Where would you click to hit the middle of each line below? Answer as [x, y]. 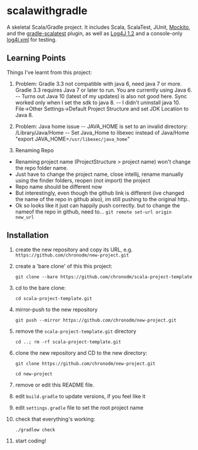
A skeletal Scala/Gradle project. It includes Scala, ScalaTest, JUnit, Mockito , [98, 27]
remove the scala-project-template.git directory [76, 331]
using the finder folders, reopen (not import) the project [82, 180]
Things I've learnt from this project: [49, 72]
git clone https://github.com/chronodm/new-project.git [85, 364]
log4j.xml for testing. [32, 39]
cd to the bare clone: [40, 288]
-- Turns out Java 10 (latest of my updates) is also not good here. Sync [101, 96]
